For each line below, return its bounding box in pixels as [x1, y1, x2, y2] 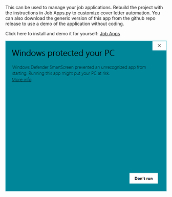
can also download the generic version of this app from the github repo [5, 15, 156, 21]
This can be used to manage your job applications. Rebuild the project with [5, 5, 163, 10]
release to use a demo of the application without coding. [5, 20, 124, 27]
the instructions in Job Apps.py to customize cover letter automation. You [5, 10, 160, 16]
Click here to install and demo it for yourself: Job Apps [5, 31, 120, 36]
